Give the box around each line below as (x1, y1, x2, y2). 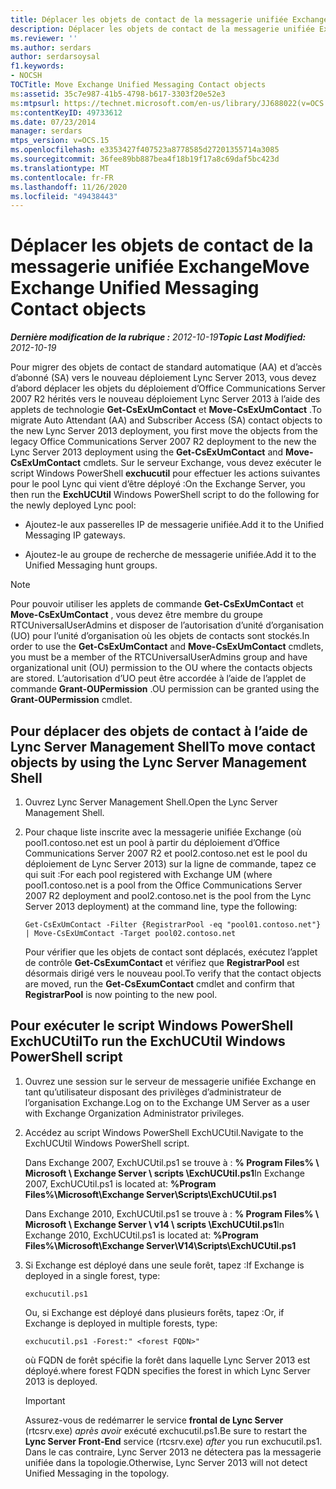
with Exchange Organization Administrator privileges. (24, 1107, 245, 1119)
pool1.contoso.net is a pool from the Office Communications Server (24, 879, 303, 891)
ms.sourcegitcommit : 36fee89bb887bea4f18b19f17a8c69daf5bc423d (10, 154, 280, 164)
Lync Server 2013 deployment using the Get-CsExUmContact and (10, 446, 284, 458)
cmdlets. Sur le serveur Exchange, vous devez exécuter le (83, 457, 322, 469)
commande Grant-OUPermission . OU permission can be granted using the (10, 683, 320, 695)
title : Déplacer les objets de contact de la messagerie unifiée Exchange (10, 14, 329, 25)
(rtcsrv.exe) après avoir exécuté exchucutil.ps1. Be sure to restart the (24, 1424, 308, 1436)
